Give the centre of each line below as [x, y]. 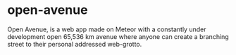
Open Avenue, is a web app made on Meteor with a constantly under [107, 29]
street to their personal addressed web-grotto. [75, 44]
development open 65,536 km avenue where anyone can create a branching [118, 36]
